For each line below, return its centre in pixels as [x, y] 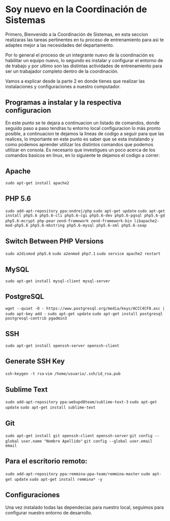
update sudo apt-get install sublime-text [50, 408]
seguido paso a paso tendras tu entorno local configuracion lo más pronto [83, 128]
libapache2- [147, 221]
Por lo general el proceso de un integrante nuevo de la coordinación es [80, 55]
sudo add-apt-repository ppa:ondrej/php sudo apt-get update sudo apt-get [85, 211]
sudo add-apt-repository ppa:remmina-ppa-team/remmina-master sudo [78, 474]
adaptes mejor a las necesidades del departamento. [60, 45]
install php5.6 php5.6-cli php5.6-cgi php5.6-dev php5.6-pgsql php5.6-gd [85, 216]
